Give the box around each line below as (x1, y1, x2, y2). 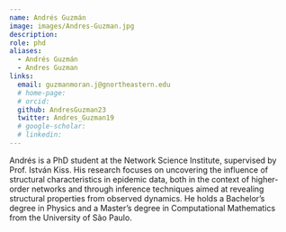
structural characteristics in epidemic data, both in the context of (9, 174, 250, 184)
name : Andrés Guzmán (9, 13, 87, 22)
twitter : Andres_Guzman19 (17, 113, 115, 122)
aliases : (9, 47, 42, 56)
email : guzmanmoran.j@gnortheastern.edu (17, 80, 171, 89)
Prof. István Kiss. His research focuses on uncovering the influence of (9, 164, 269, 175)
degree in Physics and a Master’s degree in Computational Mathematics (9, 202, 276, 213)
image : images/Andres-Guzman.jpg (9, 22, 135, 31)
